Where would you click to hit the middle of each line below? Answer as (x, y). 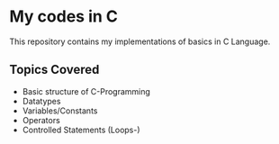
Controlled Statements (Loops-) (81, 130)
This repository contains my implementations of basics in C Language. (140, 41)
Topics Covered (54, 70)
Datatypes (41, 101)
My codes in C (64, 17)
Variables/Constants (60, 111)
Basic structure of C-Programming (86, 91)
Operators (41, 120)
